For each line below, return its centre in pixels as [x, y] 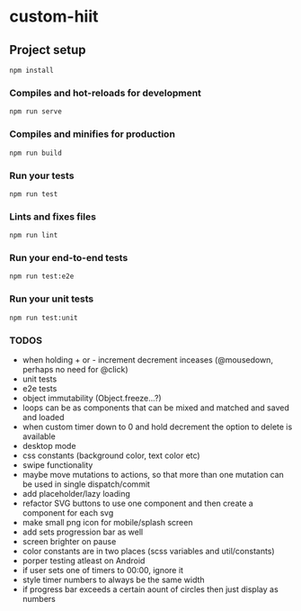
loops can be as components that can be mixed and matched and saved [155, 408]
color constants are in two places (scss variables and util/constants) [149, 552]
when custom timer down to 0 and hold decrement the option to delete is [157, 427]
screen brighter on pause [69, 542]
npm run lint [34, 236]
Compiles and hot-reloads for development [106, 93]
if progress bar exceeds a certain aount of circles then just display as [150, 589]
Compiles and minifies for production [92, 134]
